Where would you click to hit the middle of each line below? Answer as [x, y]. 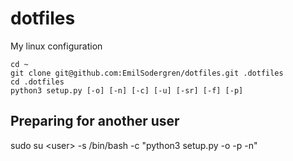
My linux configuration [56, 46]
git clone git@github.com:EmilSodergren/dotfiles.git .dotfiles [147, 73]
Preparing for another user [95, 121]
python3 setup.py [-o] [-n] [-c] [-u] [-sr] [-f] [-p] [127, 90]
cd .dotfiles [37, 82]
